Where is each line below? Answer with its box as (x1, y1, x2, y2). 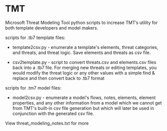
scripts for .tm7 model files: (5, 84, 61, 90)
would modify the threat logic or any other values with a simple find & (12, 69, 156, 75)
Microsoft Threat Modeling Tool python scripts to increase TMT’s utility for (5, 19, 158, 25)
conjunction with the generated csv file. (12, 110, 94, 116)
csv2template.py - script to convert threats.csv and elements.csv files (12, 59, 157, 65)
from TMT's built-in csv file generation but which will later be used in (12, 105, 155, 111)
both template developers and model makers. (5, 24, 99, 30)
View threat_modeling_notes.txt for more (5, 120, 89, 126)
